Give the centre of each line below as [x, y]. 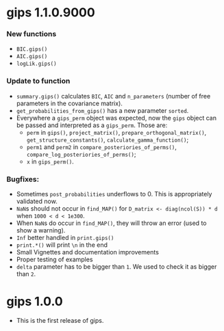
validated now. [37, 201]
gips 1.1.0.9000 [51, 13]
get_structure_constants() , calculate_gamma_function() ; [108, 140]
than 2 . [26, 274]
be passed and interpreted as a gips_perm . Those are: [92, 125]
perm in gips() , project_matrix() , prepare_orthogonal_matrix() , [116, 132]
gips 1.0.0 [35, 302]
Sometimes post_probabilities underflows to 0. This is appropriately [114, 194]
